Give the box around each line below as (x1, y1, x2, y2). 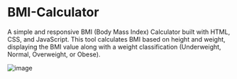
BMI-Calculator (7, 4, 99, 20)
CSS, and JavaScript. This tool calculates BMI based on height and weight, (7, 35, 226, 43)
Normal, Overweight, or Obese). (7, 50, 101, 59)
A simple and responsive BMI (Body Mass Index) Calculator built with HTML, (7, 28, 231, 36)
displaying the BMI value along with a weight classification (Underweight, (7, 42, 221, 51)
